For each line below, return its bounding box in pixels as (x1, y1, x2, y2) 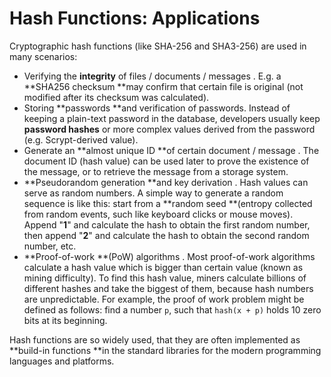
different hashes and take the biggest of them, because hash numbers (23, 282, 314, 294)
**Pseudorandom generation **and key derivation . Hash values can (23, 176, 309, 188)
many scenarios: (9, 50, 78, 62)
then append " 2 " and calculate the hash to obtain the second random (23, 229, 310, 241)
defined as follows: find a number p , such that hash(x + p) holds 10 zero (23, 303, 322, 316)
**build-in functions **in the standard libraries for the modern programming (9, 344, 322, 356)
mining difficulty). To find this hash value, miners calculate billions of (23, 272, 307, 284)
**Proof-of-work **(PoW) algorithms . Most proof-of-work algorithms (23, 250, 316, 262)
